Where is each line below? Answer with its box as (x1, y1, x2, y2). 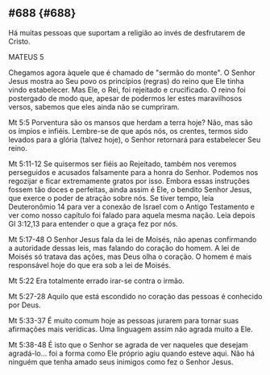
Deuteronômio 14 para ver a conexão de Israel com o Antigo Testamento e (8, 202, 255, 211)
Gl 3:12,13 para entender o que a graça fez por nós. (8, 219, 179, 228)
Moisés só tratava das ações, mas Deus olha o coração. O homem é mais (8, 252, 252, 261)
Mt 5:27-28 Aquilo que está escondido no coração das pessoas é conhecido (8, 291, 263, 301)
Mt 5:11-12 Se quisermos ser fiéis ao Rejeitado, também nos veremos (8, 159, 237, 169)
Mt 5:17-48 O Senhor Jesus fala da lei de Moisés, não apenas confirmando (8, 234, 257, 244)
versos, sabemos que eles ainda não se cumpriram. (8, 102, 180, 111)
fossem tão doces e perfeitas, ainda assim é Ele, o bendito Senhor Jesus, (8, 185, 252, 194)
